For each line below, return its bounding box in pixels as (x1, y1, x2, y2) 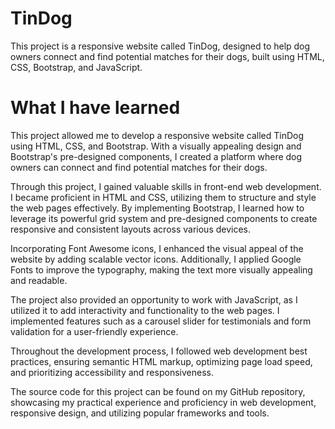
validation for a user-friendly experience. (10, 325, 179, 337)
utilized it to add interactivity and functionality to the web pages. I (10, 304, 280, 316)
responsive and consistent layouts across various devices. (10, 223, 252, 235)
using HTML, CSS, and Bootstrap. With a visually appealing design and (10, 140, 302, 152)
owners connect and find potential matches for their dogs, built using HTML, (10, 50, 325, 62)
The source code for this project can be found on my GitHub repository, (10, 385, 306, 397)
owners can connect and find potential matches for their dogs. (10, 161, 268, 173)
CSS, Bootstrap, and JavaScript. (10, 61, 143, 73)
